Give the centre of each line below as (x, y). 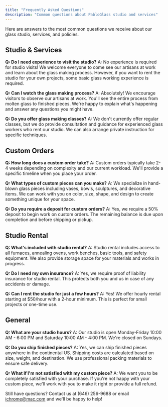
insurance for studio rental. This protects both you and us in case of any (80, 278)
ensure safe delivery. (27, 363)
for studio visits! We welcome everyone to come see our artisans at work (80, 67)
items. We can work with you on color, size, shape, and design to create (79, 194)
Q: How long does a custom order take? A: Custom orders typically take (80, 163)
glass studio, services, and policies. (42, 34)
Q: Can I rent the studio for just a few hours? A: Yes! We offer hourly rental (83, 293)
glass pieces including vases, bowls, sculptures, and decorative (85, 188)
